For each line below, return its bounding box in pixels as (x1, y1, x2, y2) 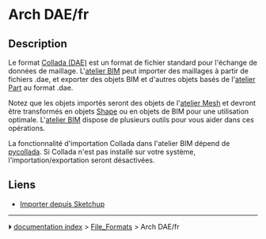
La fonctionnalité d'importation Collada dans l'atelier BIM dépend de (8, 139, 230, 148)
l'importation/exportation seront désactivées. (8, 155, 155, 165)
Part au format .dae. (8, 83, 74, 92)
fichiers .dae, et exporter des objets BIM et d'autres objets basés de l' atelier (8, 75, 256, 84)
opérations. (8, 124, 46, 133)
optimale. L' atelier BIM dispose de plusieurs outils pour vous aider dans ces (8, 115, 255, 124)
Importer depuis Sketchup (19, 199, 105, 208)
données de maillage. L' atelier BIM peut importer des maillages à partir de (8, 66, 249, 76)
